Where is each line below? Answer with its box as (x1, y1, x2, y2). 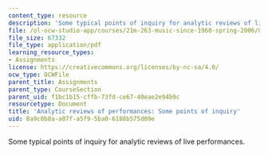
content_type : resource (8, 11, 88, 20)
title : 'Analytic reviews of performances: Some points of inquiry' (8, 108, 241, 116)
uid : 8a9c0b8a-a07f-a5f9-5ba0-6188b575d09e (8, 115, 156, 123)
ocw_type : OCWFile (8, 71, 69, 79)
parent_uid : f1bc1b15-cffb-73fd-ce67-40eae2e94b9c (8, 93, 180, 101)
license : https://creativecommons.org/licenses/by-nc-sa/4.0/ (8, 64, 219, 71)
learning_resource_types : (8, 48, 94, 56)
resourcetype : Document (8, 100, 88, 108)
